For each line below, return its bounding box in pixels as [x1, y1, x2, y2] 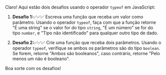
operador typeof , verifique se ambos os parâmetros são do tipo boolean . [12, 45, 160, 51]
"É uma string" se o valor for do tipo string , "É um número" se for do [12, 25, 154, 30]
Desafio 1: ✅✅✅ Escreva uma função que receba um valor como [12, 14, 144, 19]
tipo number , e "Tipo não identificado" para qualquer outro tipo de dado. [12, 30, 159, 36]
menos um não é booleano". [12, 56, 70, 62]
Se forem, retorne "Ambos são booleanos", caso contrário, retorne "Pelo [12, 51, 160, 56]
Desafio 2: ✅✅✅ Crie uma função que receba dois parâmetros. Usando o [12, 40, 162, 45]
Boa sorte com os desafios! [5, 66, 61, 71]
